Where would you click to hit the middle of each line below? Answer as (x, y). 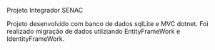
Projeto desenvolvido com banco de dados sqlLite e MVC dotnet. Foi (107, 24)
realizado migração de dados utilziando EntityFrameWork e (94, 31)
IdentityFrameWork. (36, 39)
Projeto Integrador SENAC (45, 10)
